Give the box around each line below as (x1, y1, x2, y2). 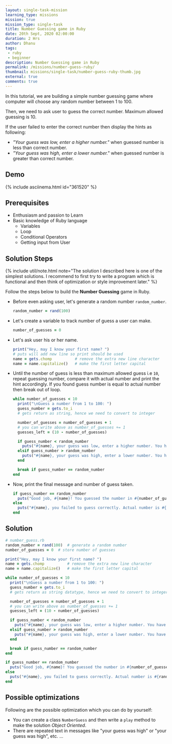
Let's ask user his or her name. (12, 336, 78, 343)
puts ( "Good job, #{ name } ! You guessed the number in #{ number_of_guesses (10, 665, 170, 670)
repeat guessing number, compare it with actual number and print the (12, 376, 160, 382)
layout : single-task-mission (5, 7, 68, 13)
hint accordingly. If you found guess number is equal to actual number (12, 381, 161, 387)
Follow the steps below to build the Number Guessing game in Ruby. (5, 289, 150, 295)
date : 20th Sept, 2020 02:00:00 (5, 31, 74, 36)
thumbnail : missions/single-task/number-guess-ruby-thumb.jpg (5, 70, 141, 75)
